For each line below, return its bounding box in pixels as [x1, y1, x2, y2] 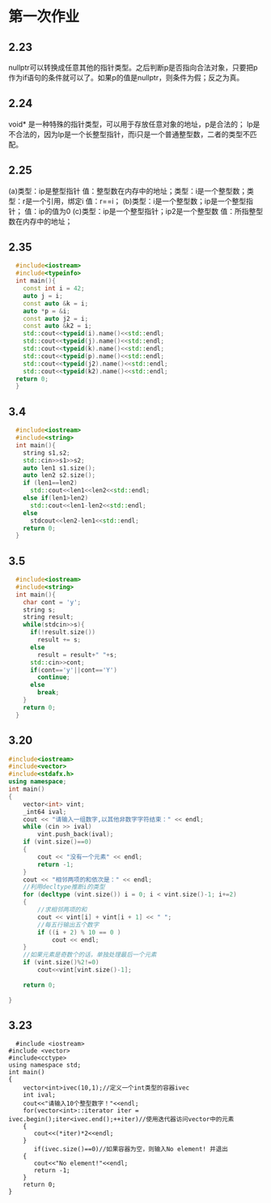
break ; [37, 689, 60, 697]
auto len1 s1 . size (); [23, 463, 95, 472]
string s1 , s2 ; [23, 449, 70, 457]
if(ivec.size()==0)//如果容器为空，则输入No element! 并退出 [33, 1145, 228, 1154]
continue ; [37, 673, 70, 681]
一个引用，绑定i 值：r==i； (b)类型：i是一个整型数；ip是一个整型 [32, 196, 247, 206]
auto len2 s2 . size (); [23, 471, 95, 480]
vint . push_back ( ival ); [37, 830, 114, 838]
